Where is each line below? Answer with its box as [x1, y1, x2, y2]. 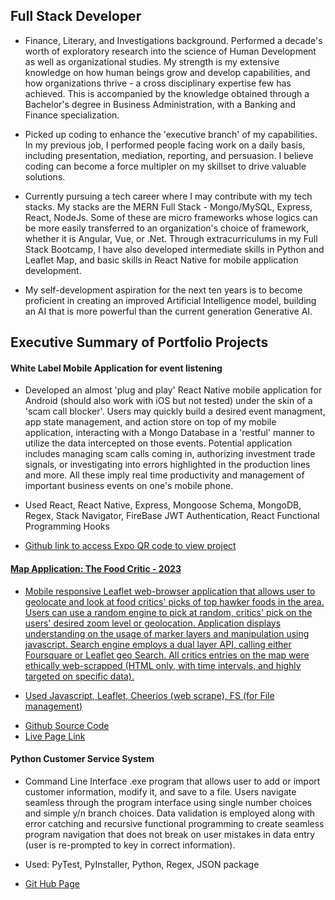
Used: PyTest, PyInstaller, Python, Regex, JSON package [24, 858, 260, 870]
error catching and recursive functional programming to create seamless [24, 817, 325, 829]
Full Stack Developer [10, 8, 142, 25]
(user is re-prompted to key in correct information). [24, 839, 236, 851]
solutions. [24, 170, 66, 183]
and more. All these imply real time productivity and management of [24, 469, 305, 481]
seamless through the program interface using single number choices [24, 796, 313, 808]
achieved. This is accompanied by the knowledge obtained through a [24, 87, 310, 99]
